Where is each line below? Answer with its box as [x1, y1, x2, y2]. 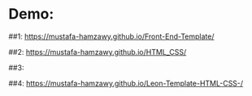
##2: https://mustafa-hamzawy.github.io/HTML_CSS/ [8, 47, 187, 56]
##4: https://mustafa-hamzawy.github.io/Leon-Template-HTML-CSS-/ [8, 78, 244, 88]
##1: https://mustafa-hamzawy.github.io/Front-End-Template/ [8, 31, 215, 41]
